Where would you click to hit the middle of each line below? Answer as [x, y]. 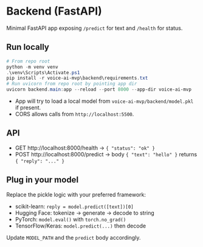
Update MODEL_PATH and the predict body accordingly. [74, 237]
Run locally [28, 47]
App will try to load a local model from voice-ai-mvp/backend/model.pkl [104, 101]
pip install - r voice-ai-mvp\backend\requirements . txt [77, 78]
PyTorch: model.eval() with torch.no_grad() [71, 219]
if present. [28, 107]
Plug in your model [43, 180]
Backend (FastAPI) [54, 11]
